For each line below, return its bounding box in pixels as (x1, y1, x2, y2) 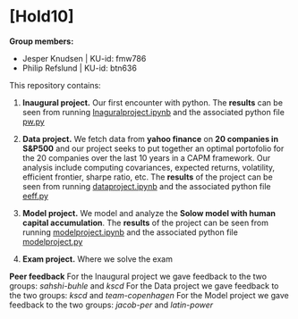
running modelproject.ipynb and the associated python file (21, 226, 239, 238)
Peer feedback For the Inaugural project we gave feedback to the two (9, 271, 267, 281)
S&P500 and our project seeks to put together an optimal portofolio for (21, 143, 285, 154)
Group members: (9, 36, 74, 46)
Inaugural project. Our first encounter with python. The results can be (21, 97, 284, 108)
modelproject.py (21, 236, 83, 247)
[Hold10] (9, 6, 74, 27)
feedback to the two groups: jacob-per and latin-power (9, 299, 214, 310)
